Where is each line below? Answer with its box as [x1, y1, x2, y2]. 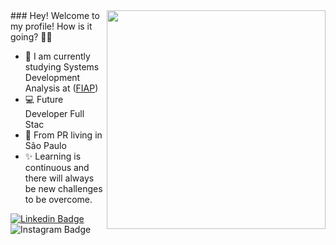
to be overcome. [24, 194, 93, 205]
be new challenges [24, 183, 103, 194]
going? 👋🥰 [10, 31, 53, 43]
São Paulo [24, 140, 67, 151]
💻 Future [24, 94, 64, 105]
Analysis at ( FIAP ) [24, 82, 99, 94]
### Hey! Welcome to [10, 10, 100, 21]
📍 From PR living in [24, 129, 103, 141]
